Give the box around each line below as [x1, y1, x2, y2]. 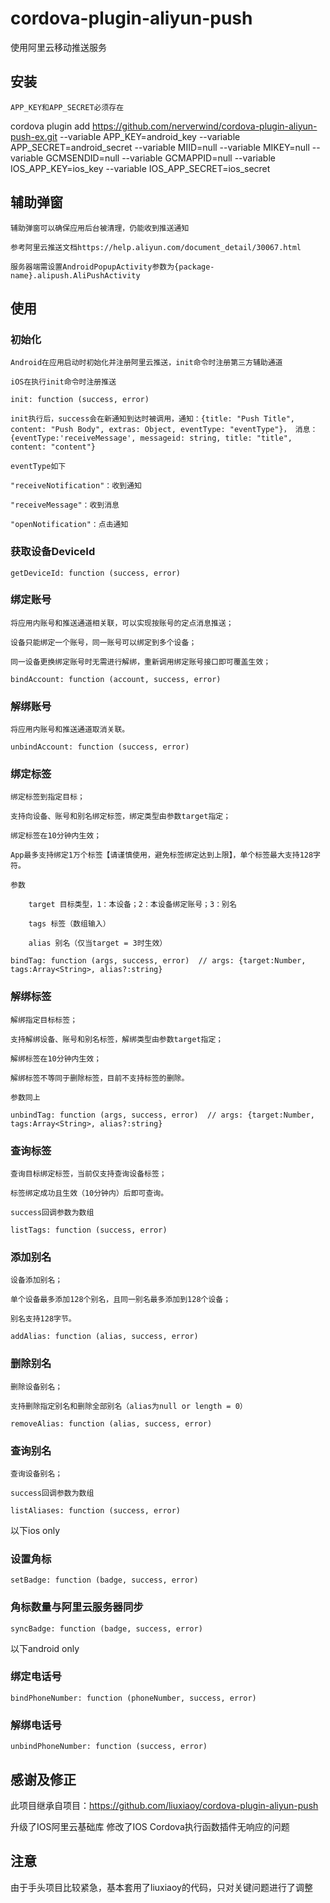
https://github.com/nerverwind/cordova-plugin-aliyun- [92, 120, 318, 132]
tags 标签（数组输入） [28, 919, 111, 929]
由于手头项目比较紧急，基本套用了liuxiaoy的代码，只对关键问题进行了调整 [10, 1881, 313, 1893]
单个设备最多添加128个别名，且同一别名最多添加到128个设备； [10, 1295, 232, 1305]
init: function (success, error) [10, 395, 150, 405]
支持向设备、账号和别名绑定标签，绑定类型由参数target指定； [10, 812, 232, 822]
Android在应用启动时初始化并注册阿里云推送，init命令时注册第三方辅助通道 [10, 358, 283, 368]
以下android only [10, 1642, 80, 1654]
